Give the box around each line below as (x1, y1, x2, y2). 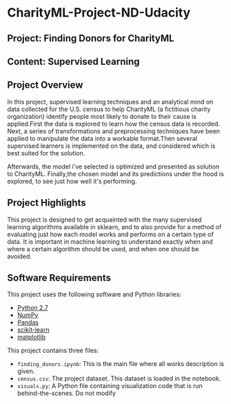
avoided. (7, 252, 32, 260)
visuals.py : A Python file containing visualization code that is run (17, 382, 203, 390)
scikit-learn (17, 326, 50, 334)
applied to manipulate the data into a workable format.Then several (7, 134, 198, 142)
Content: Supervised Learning (7, 55, 140, 67)
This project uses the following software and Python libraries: (7, 290, 181, 298)
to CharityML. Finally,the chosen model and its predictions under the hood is (7, 169, 224, 177)
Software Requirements (7, 271, 112, 284)
